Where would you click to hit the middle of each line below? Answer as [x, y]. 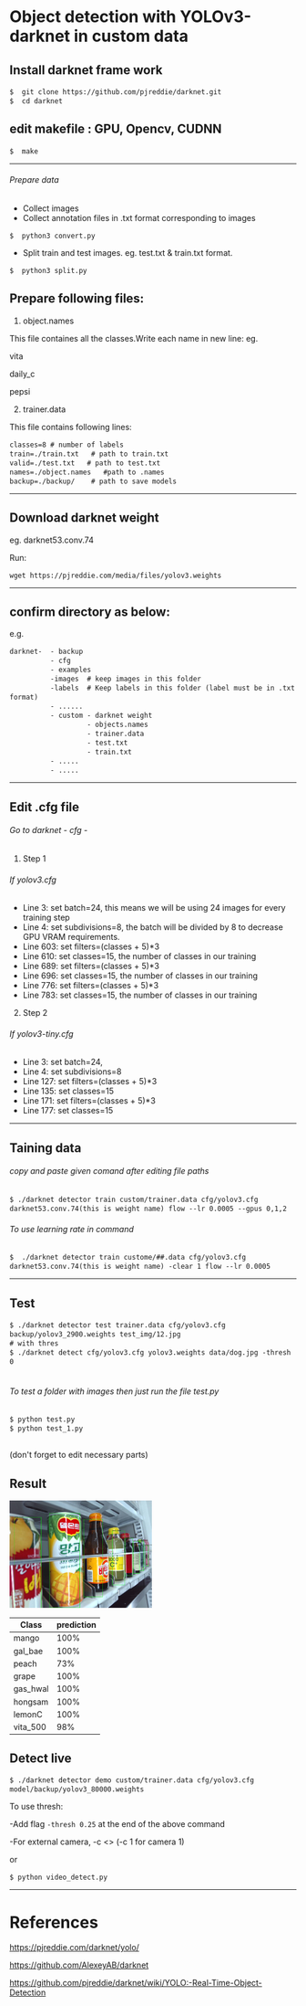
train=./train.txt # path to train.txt [89, 454]
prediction [76, 1625]
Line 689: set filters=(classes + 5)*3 [91, 966]
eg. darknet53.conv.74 [51, 540]
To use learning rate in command [72, 1229]
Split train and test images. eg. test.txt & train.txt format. [127, 253]
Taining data [46, 1148]
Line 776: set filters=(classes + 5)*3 [91, 986]
